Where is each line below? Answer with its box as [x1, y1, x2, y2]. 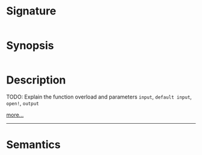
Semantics [6, 138, 61, 151]
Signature [6, 4, 57, 18]
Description [6, 73, 66, 87]
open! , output [6, 99, 39, 106]
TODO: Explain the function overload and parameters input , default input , [6, 93, 192, 100]
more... [6, 111, 24, 118]
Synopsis [6, 39, 54, 52]
